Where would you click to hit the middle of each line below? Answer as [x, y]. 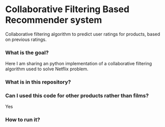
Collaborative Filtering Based [67, 9]
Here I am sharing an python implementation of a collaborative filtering [79, 64]
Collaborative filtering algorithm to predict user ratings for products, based [83, 34]
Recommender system [54, 20]
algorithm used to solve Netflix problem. [47, 69]
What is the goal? [27, 53]
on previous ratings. [26, 39]
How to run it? [23, 120]
